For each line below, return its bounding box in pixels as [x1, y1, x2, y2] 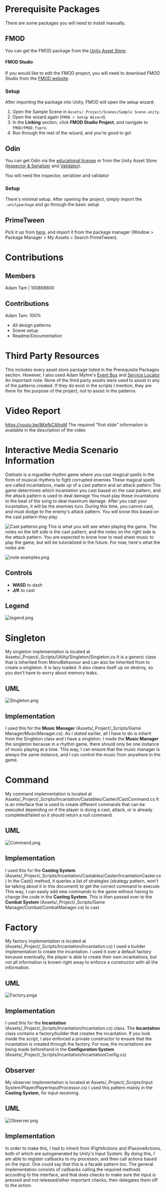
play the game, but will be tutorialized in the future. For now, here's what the [5, 539, 161, 545]
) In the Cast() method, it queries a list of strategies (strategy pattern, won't [5, 878, 159, 884]
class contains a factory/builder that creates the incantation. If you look [5, 1031, 151, 1037]
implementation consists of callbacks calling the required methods [5, 1166, 141, 1172]
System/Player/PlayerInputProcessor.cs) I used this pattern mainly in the [5, 1084, 153, 1090]
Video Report [5, 405, 61, 417]
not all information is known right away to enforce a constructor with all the [5, 959, 159, 965]
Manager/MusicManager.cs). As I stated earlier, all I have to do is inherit [5, 730, 152, 736]
